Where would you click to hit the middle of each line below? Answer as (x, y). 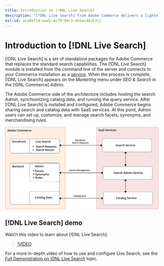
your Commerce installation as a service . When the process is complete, (78, 74)
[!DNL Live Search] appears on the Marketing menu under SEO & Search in (81, 80)
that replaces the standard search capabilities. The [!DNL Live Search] (76, 64)
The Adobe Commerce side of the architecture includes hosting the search (80, 94)
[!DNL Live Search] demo (44, 223)
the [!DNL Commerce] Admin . (35, 85)
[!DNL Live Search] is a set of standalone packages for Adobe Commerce (79, 59)
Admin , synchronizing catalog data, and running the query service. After (78, 100)
